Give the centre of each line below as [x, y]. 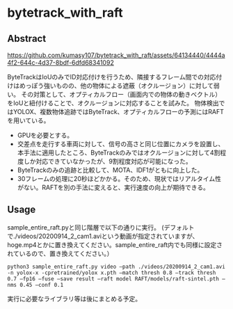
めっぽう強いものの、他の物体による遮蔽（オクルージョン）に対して [116, 86]
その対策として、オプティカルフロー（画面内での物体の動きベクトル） [121, 94]
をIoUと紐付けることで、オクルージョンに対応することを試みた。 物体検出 [113, 103]
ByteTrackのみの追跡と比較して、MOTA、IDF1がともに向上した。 [110, 170]
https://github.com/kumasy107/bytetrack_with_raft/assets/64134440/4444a [116, 55]
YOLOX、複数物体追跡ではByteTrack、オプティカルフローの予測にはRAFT [118, 112]
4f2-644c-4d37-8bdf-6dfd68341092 [61, 63]
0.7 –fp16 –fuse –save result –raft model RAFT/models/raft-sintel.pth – [116, 279]
